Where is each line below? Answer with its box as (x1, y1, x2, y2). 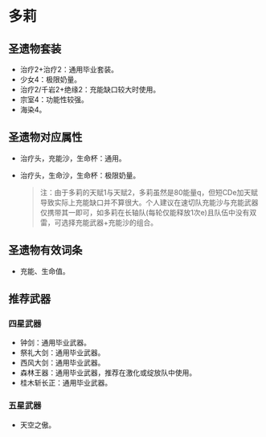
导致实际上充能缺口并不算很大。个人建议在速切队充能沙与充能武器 (39, 198, 259, 207)
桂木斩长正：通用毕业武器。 (19, 378, 113, 388)
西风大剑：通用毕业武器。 (19, 358, 105, 368)
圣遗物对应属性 (8, 130, 83, 145)
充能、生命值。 (19, 266, 70, 276)
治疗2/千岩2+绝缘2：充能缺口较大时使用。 (19, 85, 161, 94)
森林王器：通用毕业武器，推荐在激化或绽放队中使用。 (19, 368, 197, 378)
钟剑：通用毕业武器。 (19, 338, 91, 348)
